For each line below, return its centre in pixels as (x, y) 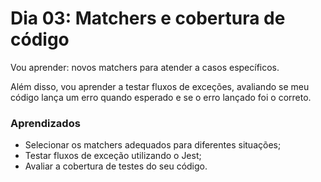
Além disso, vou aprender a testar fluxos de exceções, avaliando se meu (160, 86)
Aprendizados (45, 123)
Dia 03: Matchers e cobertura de (148, 18)
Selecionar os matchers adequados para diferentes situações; (153, 145)
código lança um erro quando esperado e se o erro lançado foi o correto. (161, 97)
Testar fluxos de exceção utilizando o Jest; (113, 156)
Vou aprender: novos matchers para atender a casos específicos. (145, 67)
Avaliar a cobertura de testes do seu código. (116, 166)
